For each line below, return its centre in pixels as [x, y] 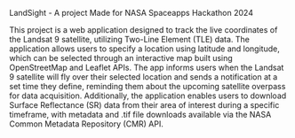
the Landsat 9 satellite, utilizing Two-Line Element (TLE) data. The [130, 39]
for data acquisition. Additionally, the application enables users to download [148, 96]
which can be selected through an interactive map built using [121, 58]
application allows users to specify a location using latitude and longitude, [144, 49]
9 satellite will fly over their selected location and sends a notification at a [144, 77]
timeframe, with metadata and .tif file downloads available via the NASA [140, 115]
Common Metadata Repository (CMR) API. [87, 124]
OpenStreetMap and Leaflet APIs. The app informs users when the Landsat [147, 67]
